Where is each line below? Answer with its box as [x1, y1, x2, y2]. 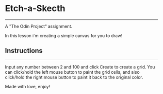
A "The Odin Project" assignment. [5, 23, 73, 29]
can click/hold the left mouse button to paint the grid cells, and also [5, 69, 140, 75]
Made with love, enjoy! [5, 83, 50, 89]
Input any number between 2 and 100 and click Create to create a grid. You [5, 64, 155, 70]
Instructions [5, 47, 43, 55]
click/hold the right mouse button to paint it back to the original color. [5, 74, 143, 80]
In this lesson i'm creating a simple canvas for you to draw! [5, 32, 123, 39]
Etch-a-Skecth [5, 3, 65, 14]
